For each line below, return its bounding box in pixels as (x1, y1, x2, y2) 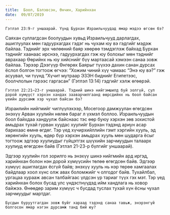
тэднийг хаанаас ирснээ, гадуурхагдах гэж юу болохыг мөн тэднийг (5, 51, 153, 57)
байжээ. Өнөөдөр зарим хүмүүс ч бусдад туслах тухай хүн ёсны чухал (5, 185, 159, 191)
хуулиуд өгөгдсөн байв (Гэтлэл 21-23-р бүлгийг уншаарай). (5, 143, 134, 149)
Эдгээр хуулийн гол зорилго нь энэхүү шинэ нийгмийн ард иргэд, (5, 153, 148, 159)
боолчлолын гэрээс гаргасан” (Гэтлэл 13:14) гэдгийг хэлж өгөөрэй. (5, 78, 151, 84)
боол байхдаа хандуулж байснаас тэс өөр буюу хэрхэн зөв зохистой (5, 116, 155, 122)
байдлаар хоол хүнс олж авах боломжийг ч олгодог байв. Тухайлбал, (5, 169, 156, 175)
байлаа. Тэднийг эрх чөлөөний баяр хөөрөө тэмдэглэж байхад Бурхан (5, 46, 158, 52)
